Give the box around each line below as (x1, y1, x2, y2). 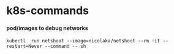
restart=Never (6, 44, 43, 50)
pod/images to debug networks (6, 24, 89, 31)
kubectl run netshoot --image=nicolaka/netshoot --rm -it (6, 38, 161, 44)
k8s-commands (6, 4, 89, 18)
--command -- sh (45, 44, 86, 50)
